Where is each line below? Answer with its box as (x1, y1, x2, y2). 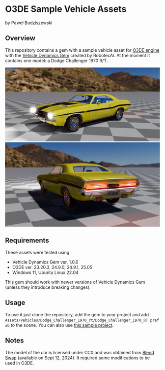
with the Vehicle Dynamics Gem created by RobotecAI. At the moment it (5, 52, 150, 58)
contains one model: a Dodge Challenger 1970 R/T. (5, 58, 108, 64)
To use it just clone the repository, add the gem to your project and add (5, 311, 149, 317)
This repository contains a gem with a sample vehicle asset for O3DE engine (5, 47, 160, 53)
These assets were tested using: (5, 249, 71, 255)
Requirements (5, 236, 49, 245)
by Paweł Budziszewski (5, 20, 53, 26)
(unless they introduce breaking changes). (5, 284, 91, 290)
